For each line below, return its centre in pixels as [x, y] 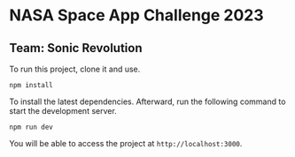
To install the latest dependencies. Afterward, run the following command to [147, 101]
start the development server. [63, 111]
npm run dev [31, 127]
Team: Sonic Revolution [76, 48]
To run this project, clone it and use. [75, 69]
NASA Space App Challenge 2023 [136, 15]
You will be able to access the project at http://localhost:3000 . [126, 143]
